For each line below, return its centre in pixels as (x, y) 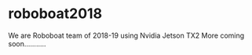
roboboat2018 (55, 14)
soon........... (27, 43)
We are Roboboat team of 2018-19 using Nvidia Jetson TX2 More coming (126, 35)
